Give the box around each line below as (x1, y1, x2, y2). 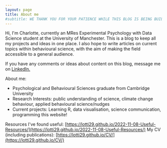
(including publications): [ (5, 132, 58, 138)
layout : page (5, 7, 32, 12)
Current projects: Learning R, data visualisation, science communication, (12, 106, 162, 112)
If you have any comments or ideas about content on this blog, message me (5, 61, 161, 67)
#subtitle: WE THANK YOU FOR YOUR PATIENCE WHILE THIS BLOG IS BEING (5, 16, 153, 21)
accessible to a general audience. (5, 51, 75, 57)
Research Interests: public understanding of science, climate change (12, 96, 153, 102)
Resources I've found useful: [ (5, 121, 67, 127)
